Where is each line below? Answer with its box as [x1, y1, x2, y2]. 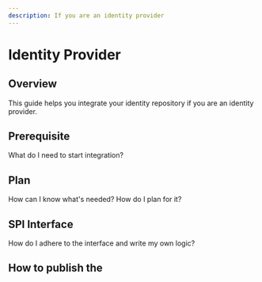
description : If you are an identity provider [8, 11, 165, 20]
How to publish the [8, 261, 103, 275]
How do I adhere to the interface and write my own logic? [8, 238, 196, 248]
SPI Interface [8, 217, 74, 231]
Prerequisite [8, 130, 70, 143]
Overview [8, 77, 58, 91]
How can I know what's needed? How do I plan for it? [8, 195, 182, 204]
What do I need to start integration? [8, 151, 124, 160]
